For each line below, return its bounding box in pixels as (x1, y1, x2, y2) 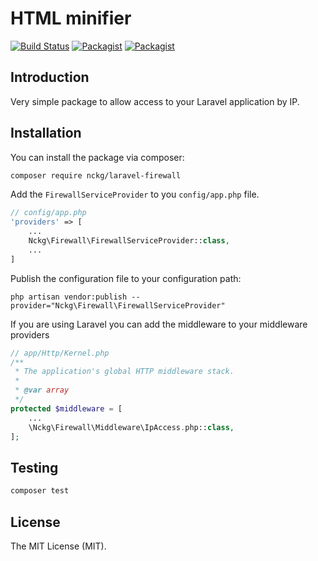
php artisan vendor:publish (10, 292, 128, 302)
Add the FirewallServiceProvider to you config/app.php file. (10, 188, 260, 201)
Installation (10, 125, 82, 142)
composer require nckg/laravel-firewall (10, 170, 182, 181)
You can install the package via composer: (10, 151, 185, 163)
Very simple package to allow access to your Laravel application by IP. (10, 95, 300, 107)
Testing (10, 459, 59, 476)
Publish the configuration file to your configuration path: (10, 272, 242, 284)
